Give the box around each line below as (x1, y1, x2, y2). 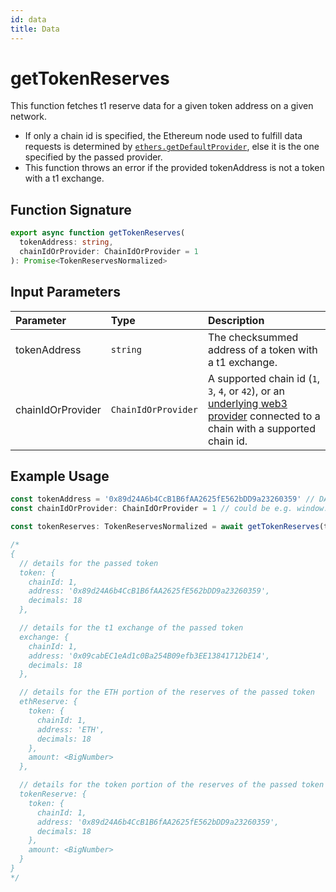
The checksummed (207, 330, 299, 344)
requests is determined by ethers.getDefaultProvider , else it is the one (24, 141, 320, 153)
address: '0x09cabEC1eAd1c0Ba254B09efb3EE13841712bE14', (28, 651, 271, 661)
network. (10, 111, 48, 123)
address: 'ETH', (36, 724, 105, 735)
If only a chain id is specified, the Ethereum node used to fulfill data (24, 130, 303, 142)
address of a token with (207, 342, 318, 356)
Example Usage (10, 467, 110, 485)
